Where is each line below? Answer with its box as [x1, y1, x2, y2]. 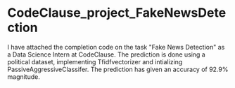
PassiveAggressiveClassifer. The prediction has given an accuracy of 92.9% [7, 65, 229, 73]
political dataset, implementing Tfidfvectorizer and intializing [7, 57, 183, 66]
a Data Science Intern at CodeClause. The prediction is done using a [7, 50, 205, 59]
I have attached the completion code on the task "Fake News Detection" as [7, 43, 225, 51]
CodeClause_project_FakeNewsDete [7, 5, 227, 21]
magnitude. [7, 72, 40, 81]
